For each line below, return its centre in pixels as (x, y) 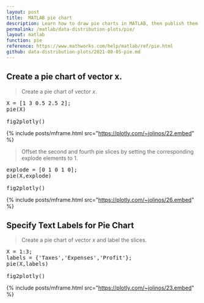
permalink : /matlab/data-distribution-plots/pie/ (71, 29)
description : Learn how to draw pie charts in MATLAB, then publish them (102, 23)
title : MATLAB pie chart (39, 18)
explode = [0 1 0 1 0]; (42, 170)
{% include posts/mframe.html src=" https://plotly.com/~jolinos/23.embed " (100, 288)
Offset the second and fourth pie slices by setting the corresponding (107, 151)
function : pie (24, 40)
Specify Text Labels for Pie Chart (70, 225)
